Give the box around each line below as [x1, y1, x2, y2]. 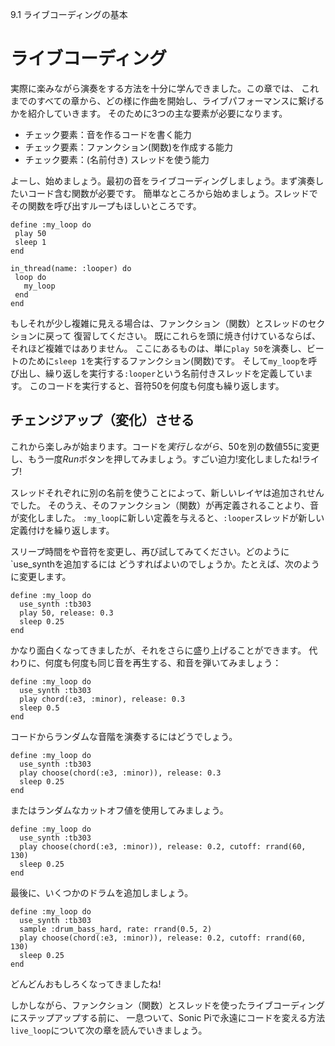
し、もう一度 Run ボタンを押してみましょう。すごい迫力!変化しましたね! [10, 453, 302, 465]
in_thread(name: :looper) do [10, 263, 132, 273]
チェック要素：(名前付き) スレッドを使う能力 [24, 153, 210, 165]
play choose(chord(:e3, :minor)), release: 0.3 [19, 768, 222, 778]
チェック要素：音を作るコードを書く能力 [24, 128, 192, 140]
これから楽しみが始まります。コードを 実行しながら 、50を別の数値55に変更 [10, 440, 320, 452]
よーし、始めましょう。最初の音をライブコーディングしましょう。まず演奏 [10, 174, 316, 187]
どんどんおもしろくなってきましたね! [10, 978, 162, 990]
